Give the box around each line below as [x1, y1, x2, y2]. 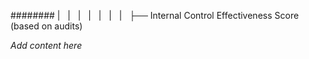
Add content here [10, 40, 83, 51]
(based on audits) [10, 20, 83, 32]
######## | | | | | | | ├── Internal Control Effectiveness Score [10, 10, 300, 21]
